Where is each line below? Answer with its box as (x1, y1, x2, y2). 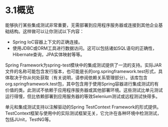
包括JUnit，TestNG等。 (5, 116, 53, 122)
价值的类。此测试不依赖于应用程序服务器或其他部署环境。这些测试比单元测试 (5, 87, 163, 93)
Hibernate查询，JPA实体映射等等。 (12, 51, 85, 57)
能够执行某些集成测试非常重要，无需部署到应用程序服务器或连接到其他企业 (5, 22, 158, 28)
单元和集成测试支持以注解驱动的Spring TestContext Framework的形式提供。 (5, 103, 161, 110)
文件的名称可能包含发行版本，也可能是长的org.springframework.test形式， (5, 68, 158, 74)
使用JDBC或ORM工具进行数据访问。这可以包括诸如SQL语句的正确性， (12, 45, 157, 51)
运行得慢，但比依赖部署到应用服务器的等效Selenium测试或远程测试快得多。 (5, 93, 160, 99)
